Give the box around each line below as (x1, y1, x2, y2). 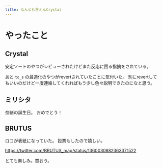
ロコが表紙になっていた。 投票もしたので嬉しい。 (5, 138, 106, 144)
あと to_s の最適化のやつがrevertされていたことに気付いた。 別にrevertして (5, 74, 158, 80)
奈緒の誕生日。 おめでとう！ (5, 110, 62, 115)
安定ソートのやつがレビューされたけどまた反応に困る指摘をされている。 (5, 63, 151, 69)
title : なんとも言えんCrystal (5, 7, 62, 12)
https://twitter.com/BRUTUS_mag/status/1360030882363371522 (5, 148, 136, 154)
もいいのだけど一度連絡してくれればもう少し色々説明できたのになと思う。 (5, 80, 155, 86)
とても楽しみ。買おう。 (5, 158, 53, 164)
